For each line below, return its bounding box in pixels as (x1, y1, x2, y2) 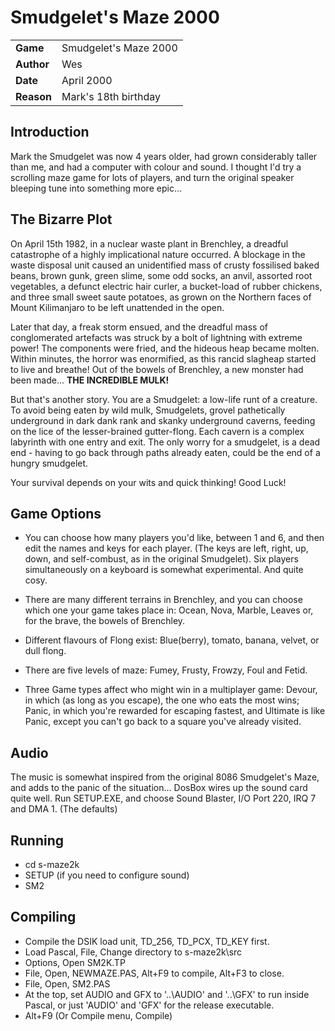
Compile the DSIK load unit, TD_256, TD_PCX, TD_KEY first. (24, 935, 270, 947)
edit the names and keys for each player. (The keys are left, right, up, (24, 542, 309, 555)
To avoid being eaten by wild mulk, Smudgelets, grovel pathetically (10, 404, 286, 416)
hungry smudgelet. (10, 457, 89, 469)
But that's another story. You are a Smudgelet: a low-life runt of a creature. (10, 393, 318, 405)
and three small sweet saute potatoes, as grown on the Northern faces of (10, 291, 312, 303)
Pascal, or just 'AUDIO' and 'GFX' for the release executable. (24, 999, 275, 1011)
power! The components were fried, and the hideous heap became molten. (10, 342, 320, 354)
